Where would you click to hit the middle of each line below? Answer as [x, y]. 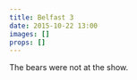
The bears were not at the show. [69, 68]
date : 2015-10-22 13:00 [54, 26]
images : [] [30, 34]
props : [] [28, 42]
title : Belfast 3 [42, 17]
